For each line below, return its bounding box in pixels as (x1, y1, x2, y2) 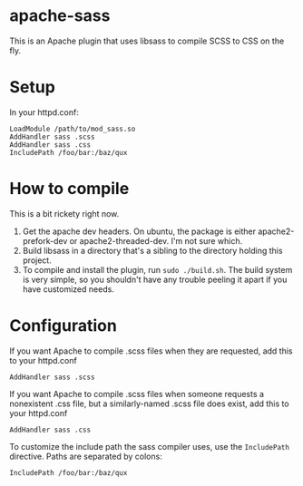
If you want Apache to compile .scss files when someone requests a (9, 388, 265, 399)
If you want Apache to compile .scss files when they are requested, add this (9, 345, 293, 356)
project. (22, 255, 52, 266)
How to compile (9, 179, 130, 199)
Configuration (9, 316, 118, 335)
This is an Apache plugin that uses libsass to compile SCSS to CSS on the (9, 35, 285, 46)
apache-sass (9, 5, 111, 26)
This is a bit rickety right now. (9, 208, 120, 219)
